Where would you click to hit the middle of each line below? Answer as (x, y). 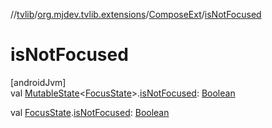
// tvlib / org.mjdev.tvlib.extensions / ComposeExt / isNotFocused (136, 14)
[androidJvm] (38, 82)
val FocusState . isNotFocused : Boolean (90, 112)
